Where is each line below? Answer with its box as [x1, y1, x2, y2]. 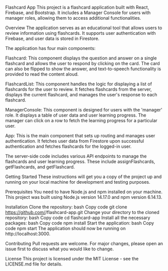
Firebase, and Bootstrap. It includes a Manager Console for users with [5, 10, 151, 16]
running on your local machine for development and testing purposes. [5, 179, 150, 185]
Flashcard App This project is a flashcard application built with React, [5, 5, 149, 10]
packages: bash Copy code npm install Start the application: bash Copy [5, 220, 154, 226]
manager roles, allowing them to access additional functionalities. [5, 15, 141, 21]
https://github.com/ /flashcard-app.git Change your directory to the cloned [5, 209, 160, 215]
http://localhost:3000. [5, 231, 50, 237]
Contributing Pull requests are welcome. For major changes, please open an [5, 241, 163, 246]
